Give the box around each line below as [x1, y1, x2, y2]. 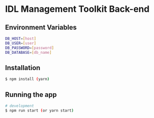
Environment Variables [5, 23, 77, 32]
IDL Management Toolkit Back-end [5, 3, 150, 15]
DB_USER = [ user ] [5, 40, 37, 45]
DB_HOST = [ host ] [5, 36, 37, 41]
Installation [5, 63, 40, 72]
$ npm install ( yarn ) [5, 77, 50, 82]
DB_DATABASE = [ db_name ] [5, 50, 52, 55]
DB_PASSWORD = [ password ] [5, 45, 54, 50]
